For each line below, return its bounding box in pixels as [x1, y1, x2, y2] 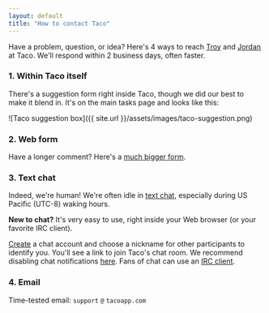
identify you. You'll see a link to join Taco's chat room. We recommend [8, 248, 243, 258]
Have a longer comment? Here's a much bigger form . [8, 152, 186, 162]
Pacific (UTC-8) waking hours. [8, 199, 111, 209]
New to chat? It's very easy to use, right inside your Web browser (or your [8, 215, 257, 225]
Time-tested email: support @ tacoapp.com [8, 295, 147, 305]
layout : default [8, 11, 63, 20]
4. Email [8, 277, 41, 288]
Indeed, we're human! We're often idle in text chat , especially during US [8, 191, 248, 200]
